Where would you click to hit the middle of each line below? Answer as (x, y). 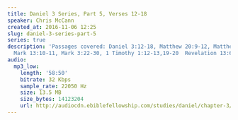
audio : (17, 60)
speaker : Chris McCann (41, 20)
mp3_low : (27, 66)
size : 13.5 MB (41, 92)
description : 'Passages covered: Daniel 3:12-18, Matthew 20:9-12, (109, 47)
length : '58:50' (44, 73)
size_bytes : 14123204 (52, 100)
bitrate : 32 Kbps (46, 79)
